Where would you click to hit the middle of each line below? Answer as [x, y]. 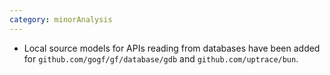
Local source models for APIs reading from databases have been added [172, 48]
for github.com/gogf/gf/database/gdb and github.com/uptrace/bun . [161, 58]
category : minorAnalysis [61, 19]
